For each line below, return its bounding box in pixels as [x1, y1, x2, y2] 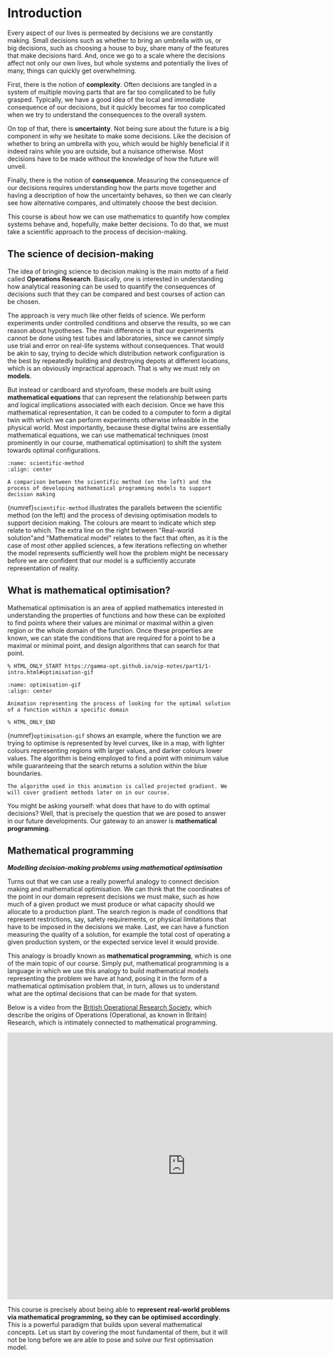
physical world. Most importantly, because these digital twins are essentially [7, 423, 231, 431]
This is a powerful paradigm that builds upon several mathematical [7, 1321, 203, 1329]
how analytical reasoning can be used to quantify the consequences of [7, 282, 216, 290]
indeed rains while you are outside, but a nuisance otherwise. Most [7, 147, 204, 155]
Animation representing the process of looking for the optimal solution [7, 700, 231, 707]
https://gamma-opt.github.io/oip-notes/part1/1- [64, 662, 212, 670]
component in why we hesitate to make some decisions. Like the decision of [7, 132, 231, 140]
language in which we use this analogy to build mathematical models [7, 967, 209, 975]
